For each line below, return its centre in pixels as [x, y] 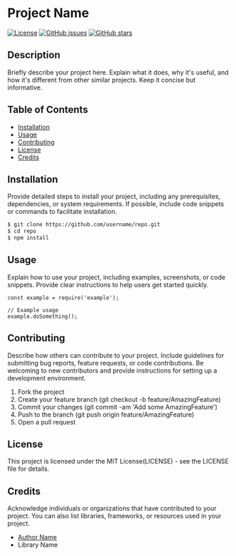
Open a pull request [47, 422]
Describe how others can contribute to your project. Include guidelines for [116, 355]
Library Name [38, 545]
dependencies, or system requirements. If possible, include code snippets [116, 204]
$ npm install [28, 238]
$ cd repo [22, 231]
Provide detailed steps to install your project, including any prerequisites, [114, 196]
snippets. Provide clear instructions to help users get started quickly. [108, 284]
